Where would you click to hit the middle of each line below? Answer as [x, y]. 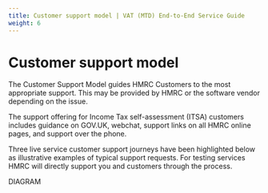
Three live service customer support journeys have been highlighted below [132, 149]
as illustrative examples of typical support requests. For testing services [127, 158]
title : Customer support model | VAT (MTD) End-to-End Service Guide [127, 16]
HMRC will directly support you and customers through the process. [120, 166]
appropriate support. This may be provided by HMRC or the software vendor [134, 93]
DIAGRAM [25, 182]
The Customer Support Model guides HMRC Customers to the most [120, 85]
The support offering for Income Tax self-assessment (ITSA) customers [126, 117]
